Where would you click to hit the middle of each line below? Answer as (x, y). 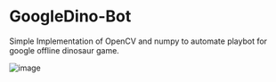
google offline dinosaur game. (65, 50)
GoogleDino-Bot (70, 16)
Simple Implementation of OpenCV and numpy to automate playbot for (138, 41)
